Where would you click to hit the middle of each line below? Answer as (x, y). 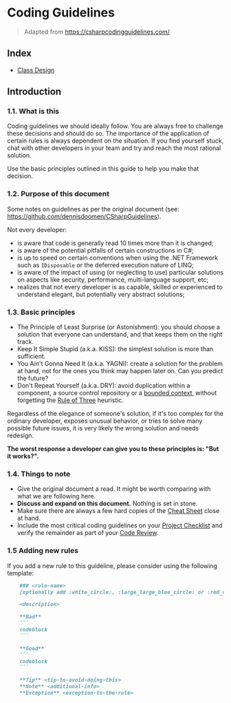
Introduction (34, 92)
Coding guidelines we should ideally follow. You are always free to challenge (115, 126)
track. (25, 342)
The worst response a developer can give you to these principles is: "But (113, 449)
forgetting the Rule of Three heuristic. (70, 400)
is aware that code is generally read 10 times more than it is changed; (115, 243)
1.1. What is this (33, 112)
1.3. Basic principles (41, 312)
